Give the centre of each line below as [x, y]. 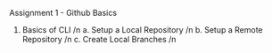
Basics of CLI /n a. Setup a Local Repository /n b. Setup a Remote [142, 30]
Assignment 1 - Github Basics [63, 13]
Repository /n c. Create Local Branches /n [99, 39]
